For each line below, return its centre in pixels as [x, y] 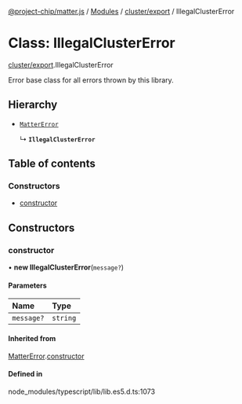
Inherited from [32, 338]
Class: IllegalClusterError [92, 43]
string [64, 318]
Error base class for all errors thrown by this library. [91, 80]
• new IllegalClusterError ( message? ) [66, 267]
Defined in [25, 374]
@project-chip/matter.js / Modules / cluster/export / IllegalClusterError [121, 11]
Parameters [27, 285]
